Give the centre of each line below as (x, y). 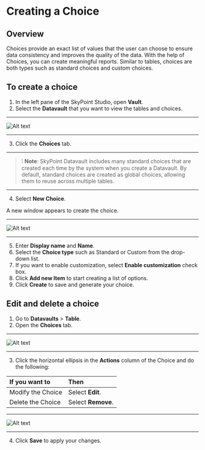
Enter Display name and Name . (55, 245)
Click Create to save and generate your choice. (74, 284)
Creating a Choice (53, 11)
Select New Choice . (40, 198)
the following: (32, 367)
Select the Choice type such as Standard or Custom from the (92, 252)
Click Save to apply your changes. (58, 440)
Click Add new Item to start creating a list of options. (81, 278)
